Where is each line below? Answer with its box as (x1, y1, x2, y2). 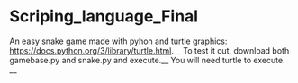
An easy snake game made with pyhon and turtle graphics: (9, 36, 228, 46)
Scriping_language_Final (9, 6, 199, 27)
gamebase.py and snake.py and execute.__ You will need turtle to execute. (9, 54, 285, 65)
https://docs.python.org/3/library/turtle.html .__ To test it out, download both (9, 45, 290, 55)
